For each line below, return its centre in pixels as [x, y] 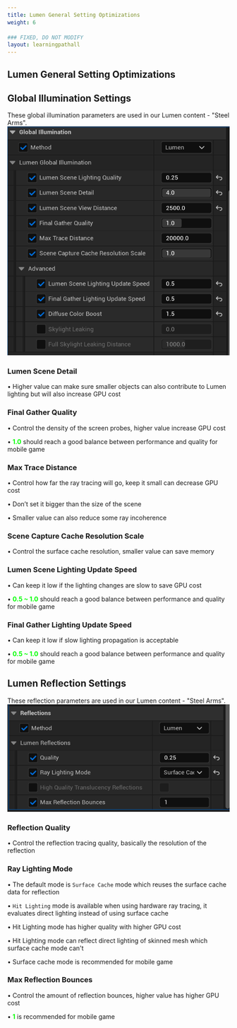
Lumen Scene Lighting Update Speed [72, 570]
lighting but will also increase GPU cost [64, 394]
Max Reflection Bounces [50, 980]
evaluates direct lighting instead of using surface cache [88, 913]
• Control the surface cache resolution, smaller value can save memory [111, 551]
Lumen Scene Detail [42, 371]
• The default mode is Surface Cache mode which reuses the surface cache [117, 884]
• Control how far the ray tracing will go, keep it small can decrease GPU [113, 483]
